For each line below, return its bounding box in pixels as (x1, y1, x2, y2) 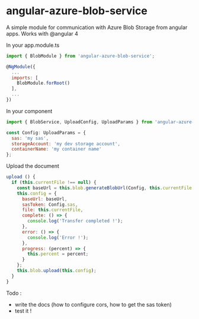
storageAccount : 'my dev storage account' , (11, 141, 120, 146)
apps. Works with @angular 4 (6, 30, 79, 37)
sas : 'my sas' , (11, 135, 49, 141)
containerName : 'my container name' (11, 146, 102, 152)
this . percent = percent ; (27, 251, 89, 257)
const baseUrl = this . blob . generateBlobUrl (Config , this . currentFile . (17, 185, 195, 191)
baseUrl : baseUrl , (21, 196, 68, 202)
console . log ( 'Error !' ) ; (27, 234, 89, 241)
